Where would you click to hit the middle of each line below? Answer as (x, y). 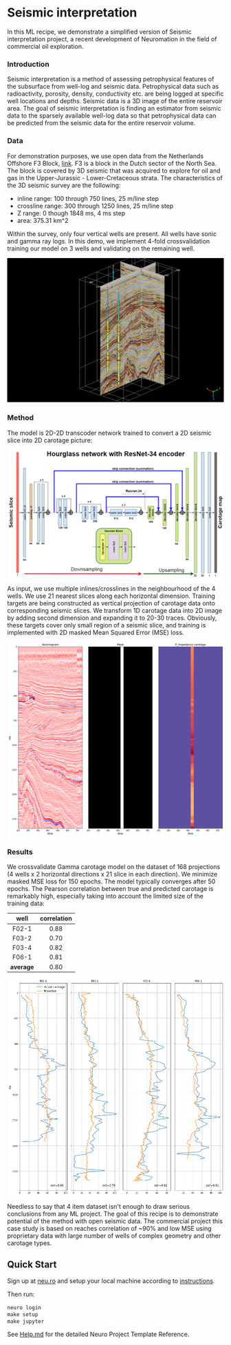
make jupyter (26, 1322)
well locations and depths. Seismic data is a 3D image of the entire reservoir (115, 101)
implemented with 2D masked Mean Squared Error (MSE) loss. (96, 632)
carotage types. (30, 1242)
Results (20, 852)
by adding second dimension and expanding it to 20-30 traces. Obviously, (112, 618)
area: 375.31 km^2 (43, 220)
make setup (23, 1315)
